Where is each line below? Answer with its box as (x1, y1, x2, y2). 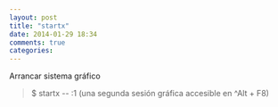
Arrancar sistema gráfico (9, 70, 101, 81)
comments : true (9, 37, 66, 47)
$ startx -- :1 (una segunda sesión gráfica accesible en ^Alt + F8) (30, 88, 270, 99)
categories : (9, 46, 53, 55)
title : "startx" (9, 21, 69, 30)
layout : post (9, 12, 58, 22)
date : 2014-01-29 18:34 (9, 29, 98, 38)
